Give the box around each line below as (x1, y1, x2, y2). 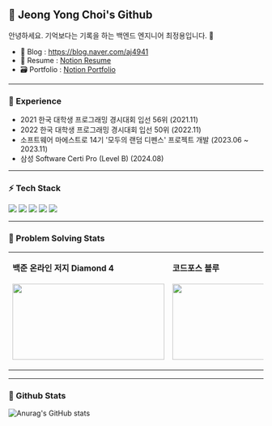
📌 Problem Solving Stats (8, 232, 105, 244)
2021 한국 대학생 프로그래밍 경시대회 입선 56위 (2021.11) (19, 115, 198, 125)
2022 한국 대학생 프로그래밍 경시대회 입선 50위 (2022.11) (19, 125, 202, 134)
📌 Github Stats (8, 390, 66, 401)
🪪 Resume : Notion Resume (19, 55, 112, 65)
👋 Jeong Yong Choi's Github (8, 8, 153, 22)
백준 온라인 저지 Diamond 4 (12, 262, 115, 274)
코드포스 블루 (172, 262, 220, 274)
